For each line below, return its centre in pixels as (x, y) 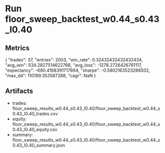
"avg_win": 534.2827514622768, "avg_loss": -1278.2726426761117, (74, 65)
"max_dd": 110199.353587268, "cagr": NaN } (51, 76)
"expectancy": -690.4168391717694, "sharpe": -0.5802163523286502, (78, 70)
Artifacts (19, 91)
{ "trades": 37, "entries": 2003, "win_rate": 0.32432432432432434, (74, 60)
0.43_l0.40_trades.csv (35, 113)
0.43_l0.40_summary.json (39, 145)
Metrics (17, 48)
